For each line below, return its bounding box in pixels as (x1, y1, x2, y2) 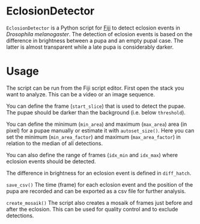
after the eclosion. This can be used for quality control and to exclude (6, 205, 178, 213)
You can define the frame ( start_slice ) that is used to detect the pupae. (6, 102, 186, 110)
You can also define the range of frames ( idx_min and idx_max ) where (6, 151, 178, 158)
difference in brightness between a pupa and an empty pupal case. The (6, 37, 184, 44)
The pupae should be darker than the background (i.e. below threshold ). (6, 108, 186, 116)
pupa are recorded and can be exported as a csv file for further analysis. (6, 187, 186, 194)
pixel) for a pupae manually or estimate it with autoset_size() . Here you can (6, 126, 195, 134)
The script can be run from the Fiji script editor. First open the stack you (6, 84, 184, 92)
